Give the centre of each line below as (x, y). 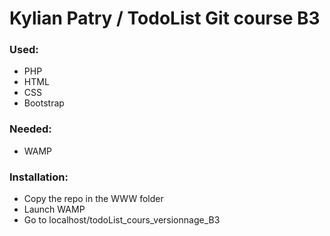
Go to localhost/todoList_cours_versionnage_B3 (122, 220)
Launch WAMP (54, 209)
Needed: (30, 129)
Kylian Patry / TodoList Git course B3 (165, 18)
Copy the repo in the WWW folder (93, 199)
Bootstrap (44, 103)
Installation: (39, 177)
